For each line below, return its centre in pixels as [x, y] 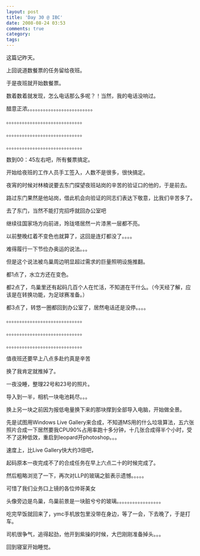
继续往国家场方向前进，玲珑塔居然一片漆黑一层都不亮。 [74, 223]
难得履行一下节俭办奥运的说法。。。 [48, 249]
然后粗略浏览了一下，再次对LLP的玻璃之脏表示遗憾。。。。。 [77, 476]
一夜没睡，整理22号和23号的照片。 [50, 384]
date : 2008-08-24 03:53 [36, 23]
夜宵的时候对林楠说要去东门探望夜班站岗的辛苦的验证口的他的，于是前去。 [98, 185]
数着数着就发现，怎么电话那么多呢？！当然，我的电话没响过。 [83, 96]
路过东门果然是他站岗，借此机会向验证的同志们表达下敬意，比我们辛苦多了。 [101, 198]
